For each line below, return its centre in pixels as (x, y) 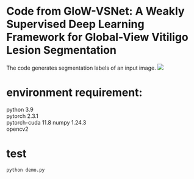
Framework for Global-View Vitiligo (98, 37)
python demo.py (26, 170)
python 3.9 (20, 109)
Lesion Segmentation (62, 50)
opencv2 (17, 129)
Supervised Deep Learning (75, 24)
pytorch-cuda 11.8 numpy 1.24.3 (46, 122)
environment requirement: (74, 93)
